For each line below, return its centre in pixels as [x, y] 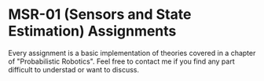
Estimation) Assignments [92, 31]
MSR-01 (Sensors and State [100, 15]
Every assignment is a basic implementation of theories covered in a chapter [132, 53]
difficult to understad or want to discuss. [74, 69]
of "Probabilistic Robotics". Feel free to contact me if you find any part [122, 61]
